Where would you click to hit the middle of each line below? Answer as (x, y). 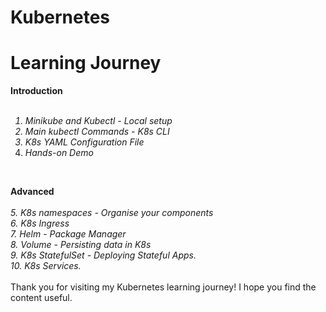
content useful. (41, 298)
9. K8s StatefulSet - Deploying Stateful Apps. (103, 255)
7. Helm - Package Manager (68, 234)
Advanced (32, 192)
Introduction (36, 91)
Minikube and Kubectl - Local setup (98, 121)
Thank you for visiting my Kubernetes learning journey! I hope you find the (163, 287)
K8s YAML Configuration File (84, 142)
